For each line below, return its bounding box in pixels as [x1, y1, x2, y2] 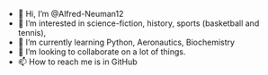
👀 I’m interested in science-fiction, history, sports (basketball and [17, 18, 260, 29]
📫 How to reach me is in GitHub [17, 56, 138, 67]
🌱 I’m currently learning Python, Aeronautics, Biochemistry [17, 37, 236, 47]
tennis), [17, 28, 47, 37]
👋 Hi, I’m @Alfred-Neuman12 [17, 9, 124, 19]
